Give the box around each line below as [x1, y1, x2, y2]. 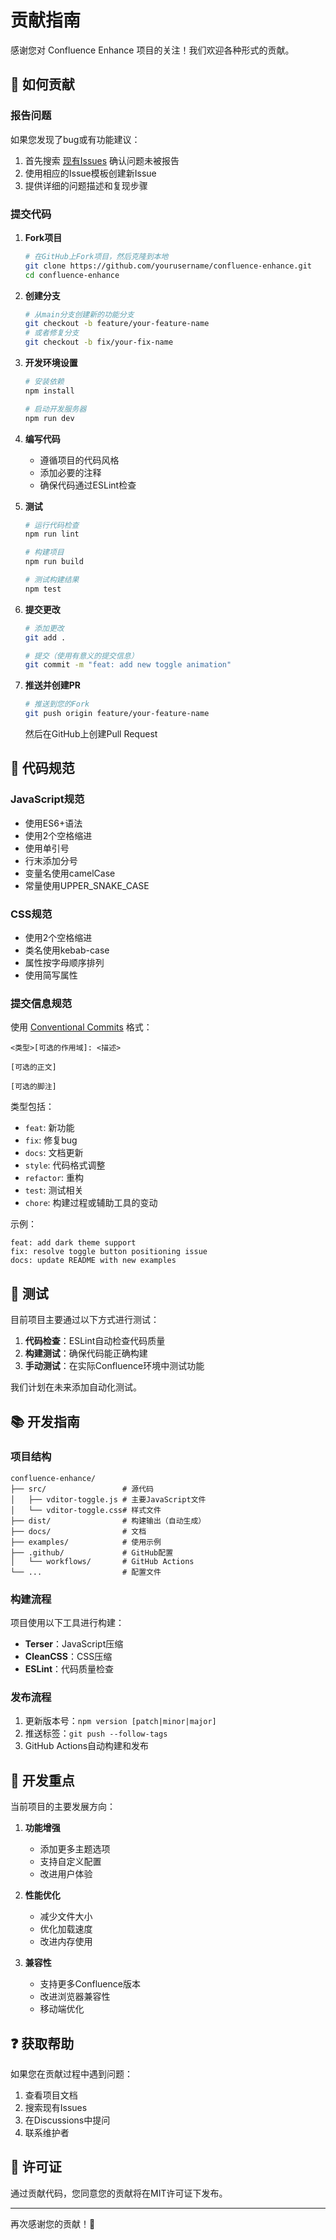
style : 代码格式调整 [24, 1159, 106, 1171]
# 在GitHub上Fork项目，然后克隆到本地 [24, 251, 169, 261]
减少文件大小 [39, 1911, 93, 1923]
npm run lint [24, 529, 80, 540]
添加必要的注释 [39, 466, 102, 478]
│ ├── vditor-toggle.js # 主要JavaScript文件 [10, 1494, 207, 1505]
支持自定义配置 [39, 1856, 102, 1868]
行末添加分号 [24, 854, 78, 866]
